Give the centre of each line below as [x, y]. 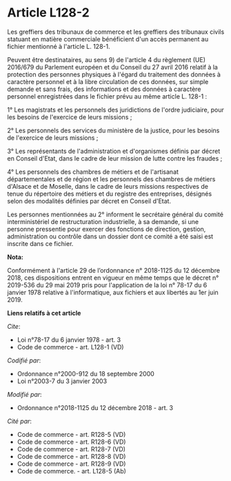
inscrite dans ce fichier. [40, 243]
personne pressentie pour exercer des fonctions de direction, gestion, [107, 229]
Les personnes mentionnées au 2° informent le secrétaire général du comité [115, 214]
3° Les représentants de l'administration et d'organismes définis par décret [114, 151]
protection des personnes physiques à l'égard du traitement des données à [114, 74]
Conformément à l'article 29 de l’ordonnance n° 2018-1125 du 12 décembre [114, 270]
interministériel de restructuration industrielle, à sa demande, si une [103, 221]
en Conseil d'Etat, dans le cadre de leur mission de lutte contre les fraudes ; [115, 158]
